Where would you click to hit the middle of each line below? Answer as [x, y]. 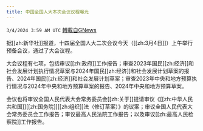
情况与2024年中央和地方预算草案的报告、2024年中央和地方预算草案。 [99, 86]
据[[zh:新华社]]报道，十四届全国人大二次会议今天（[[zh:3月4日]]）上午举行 [100, 42]
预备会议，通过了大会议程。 [41, 50]
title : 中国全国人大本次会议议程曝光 [48, 12]
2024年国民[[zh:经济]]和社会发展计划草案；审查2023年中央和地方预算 [104, 78]
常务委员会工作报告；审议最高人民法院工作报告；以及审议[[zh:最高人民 [100, 114]
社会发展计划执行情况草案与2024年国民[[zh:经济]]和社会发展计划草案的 [95, 71]
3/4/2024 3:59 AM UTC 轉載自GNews [51, 30]
